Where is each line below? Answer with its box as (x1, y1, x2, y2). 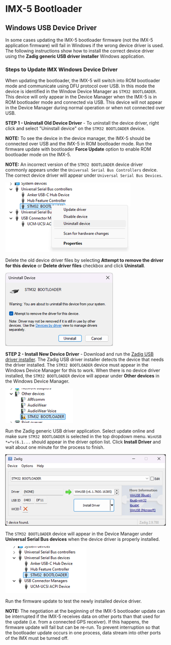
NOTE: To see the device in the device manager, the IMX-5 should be (5, 135, 151, 141)
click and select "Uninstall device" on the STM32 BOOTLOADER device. (5, 126, 146, 132)
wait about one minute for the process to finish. (5, 444, 105, 450)
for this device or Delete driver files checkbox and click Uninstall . (5, 262, 146, 269)
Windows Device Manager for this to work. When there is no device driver (5, 367, 160, 373)
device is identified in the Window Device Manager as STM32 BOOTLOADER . (5, 88, 157, 94)
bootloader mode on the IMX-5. (5, 152, 71, 158)
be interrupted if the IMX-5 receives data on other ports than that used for (5, 613, 160, 619)
